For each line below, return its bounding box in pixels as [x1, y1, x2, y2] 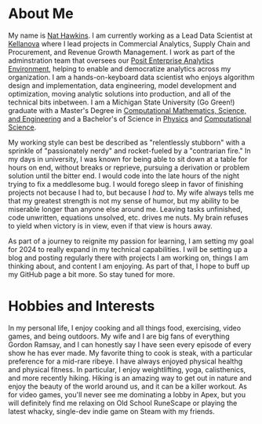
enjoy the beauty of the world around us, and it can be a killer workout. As [8, 382, 248, 391]
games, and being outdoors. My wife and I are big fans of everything [8, 331, 230, 341]
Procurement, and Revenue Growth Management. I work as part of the [8, 47, 235, 57]
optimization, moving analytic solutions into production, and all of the [8, 89, 231, 98]
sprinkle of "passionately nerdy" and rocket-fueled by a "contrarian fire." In [8, 146, 251, 155]
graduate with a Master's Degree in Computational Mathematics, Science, [8, 105, 247, 115]
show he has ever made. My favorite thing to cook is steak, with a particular [8, 348, 253, 357]
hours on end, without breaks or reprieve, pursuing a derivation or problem [8, 163, 250, 172]
